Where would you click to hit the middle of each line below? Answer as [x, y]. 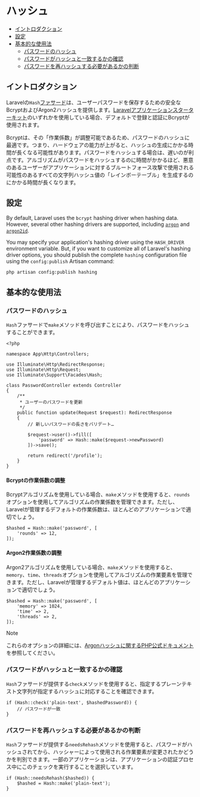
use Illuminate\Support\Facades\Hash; [54, 375]
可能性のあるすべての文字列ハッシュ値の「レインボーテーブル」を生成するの [100, 175]
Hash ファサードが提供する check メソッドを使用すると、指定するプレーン [94, 683]
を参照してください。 [32, 653]
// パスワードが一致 [39, 709]
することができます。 [32, 332]
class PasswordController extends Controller [64, 386]
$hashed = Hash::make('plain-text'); [64, 784]
